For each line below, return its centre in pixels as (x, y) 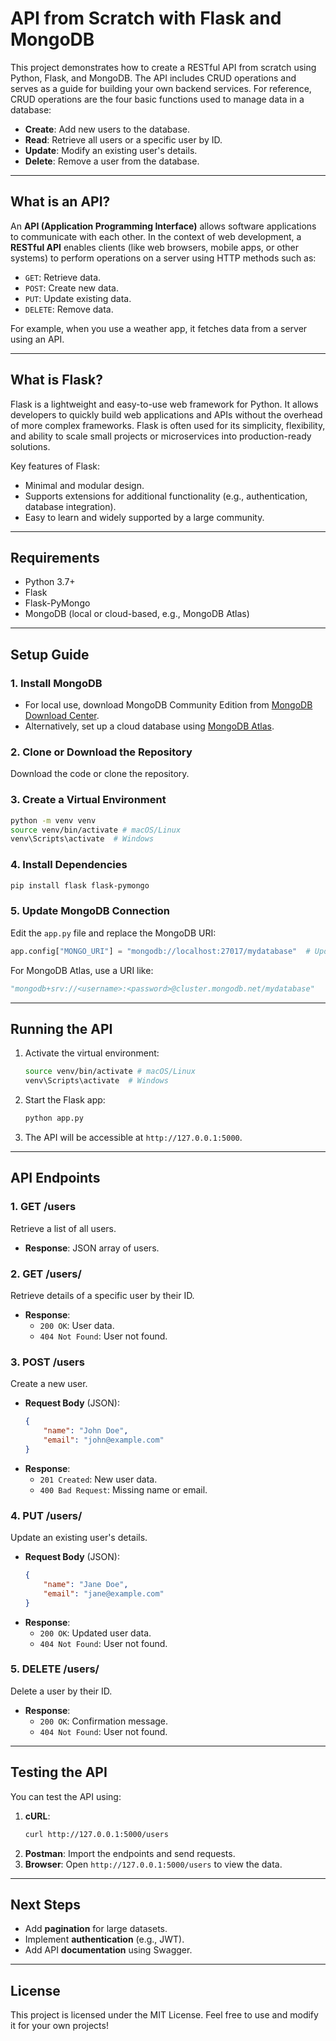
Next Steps (45, 1904)
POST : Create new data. (71, 288)
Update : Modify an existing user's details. (111, 150)
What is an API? (60, 202)
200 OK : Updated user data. (95, 1633)
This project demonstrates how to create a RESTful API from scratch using (163, 67)
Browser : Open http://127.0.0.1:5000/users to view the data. (153, 1864)
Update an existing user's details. (79, 1538)
